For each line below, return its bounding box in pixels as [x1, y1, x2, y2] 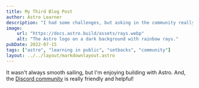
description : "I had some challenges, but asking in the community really [6, 19, 195, 25]
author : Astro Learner [6, 14, 62, 20]
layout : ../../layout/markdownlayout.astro [6, 53, 115, 58]
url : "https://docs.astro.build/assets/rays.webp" [17, 31, 145, 37]
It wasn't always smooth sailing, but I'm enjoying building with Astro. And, [6, 69, 186, 76]
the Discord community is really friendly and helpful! [6, 75, 134, 82]
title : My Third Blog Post [6, 8, 73, 15]
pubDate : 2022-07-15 [6, 42, 57, 48]
